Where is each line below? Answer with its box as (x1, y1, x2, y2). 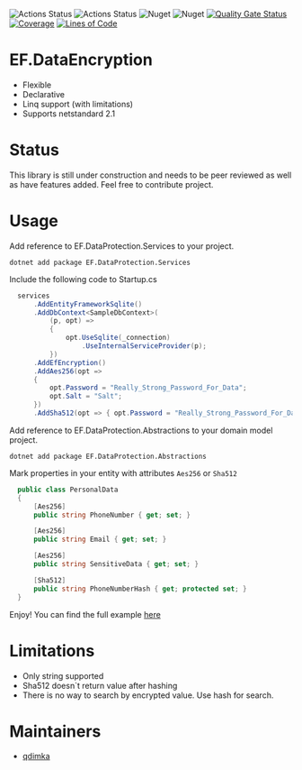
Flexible (22, 79, 52, 90)
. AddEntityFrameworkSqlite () (32, 299, 143, 308)
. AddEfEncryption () (32, 358, 106, 367)
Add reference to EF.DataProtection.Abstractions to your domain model (9, 425, 273, 435)
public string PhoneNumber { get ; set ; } (32, 510, 191, 519)
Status (9, 140, 60, 160)
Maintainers (9, 721, 102, 741)
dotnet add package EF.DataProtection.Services (9, 258, 191, 267)
